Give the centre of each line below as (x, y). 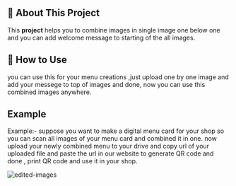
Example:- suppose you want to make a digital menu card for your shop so (116, 131)
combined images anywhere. (49, 92)
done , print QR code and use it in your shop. (72, 161)
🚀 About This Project (54, 13)
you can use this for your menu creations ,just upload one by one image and (118, 77)
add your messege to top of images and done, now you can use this (106, 84)
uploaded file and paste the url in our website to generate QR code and (111, 153)
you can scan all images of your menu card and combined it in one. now (112, 139)
